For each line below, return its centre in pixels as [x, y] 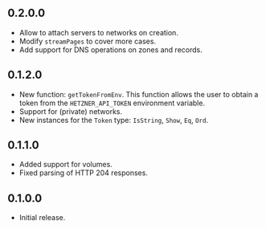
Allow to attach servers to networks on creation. [98, 32]
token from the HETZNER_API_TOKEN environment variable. [112, 103]
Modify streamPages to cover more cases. [88, 41]
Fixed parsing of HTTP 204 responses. [83, 173]
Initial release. [42, 218]
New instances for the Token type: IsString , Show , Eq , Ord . [114, 120]
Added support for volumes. [66, 165]
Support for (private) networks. [71, 111]
